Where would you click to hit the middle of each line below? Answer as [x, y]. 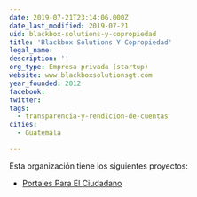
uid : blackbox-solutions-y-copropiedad [83, 34]
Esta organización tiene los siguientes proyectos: [99, 166]
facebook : [28, 91]
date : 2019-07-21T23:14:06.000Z [69, 17]
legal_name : [31, 51]
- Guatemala [39, 133]
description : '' [39, 59]
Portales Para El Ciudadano [72, 183]
